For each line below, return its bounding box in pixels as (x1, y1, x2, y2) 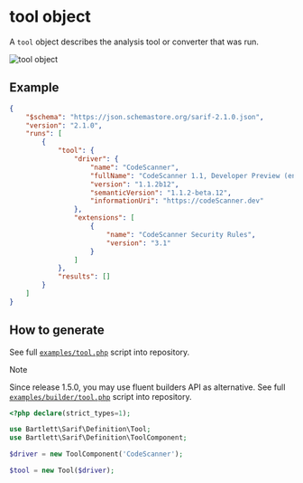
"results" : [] (57, 272, 111, 281)
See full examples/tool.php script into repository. (9, 346, 190, 357)
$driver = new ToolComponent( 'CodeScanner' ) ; (9, 450, 183, 459)
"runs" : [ (25, 129, 63, 138)
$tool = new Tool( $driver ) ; (9, 466, 115, 476)
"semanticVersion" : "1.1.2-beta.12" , (89, 188, 232, 197)
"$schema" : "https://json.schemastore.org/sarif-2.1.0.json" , (25, 112, 264, 121)
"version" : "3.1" (106, 238, 171, 248)
